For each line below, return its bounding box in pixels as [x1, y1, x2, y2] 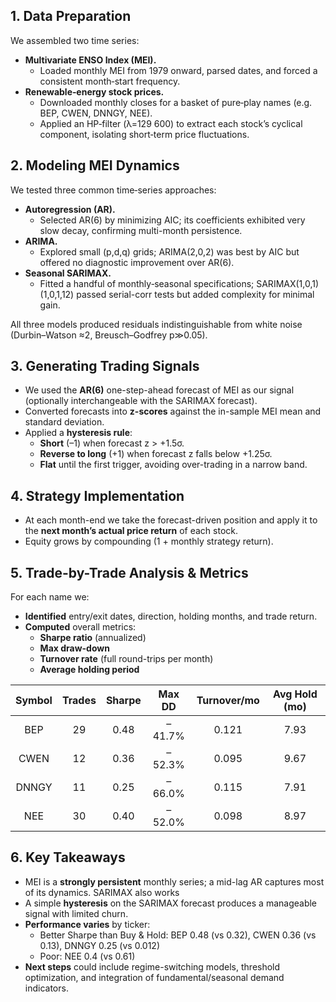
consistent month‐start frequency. [39, 75, 181, 87]
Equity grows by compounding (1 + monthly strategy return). [24, 535, 274, 548]
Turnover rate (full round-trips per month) [39, 653, 214, 665]
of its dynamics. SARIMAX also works [24, 886, 180, 898]
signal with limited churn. [24, 907, 129, 919]
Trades [61, 694, 97, 708]
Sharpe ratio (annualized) [39, 632, 147, 644]
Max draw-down [39, 642, 110, 654]
